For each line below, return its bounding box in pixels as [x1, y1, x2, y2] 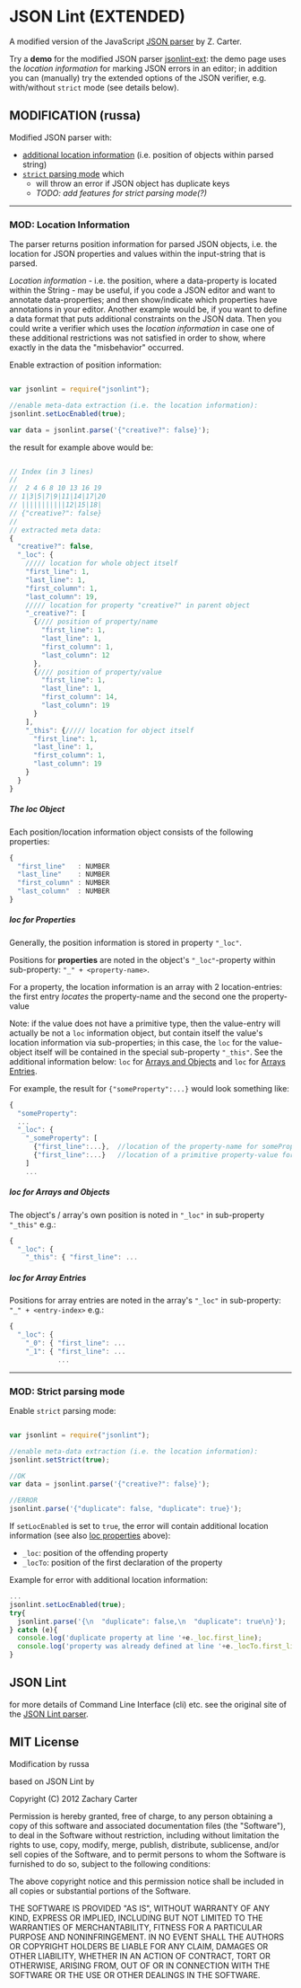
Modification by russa [9, 1758, 90, 1769]
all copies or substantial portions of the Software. [9, 1885, 191, 1896]
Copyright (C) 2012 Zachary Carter [9, 1793, 138, 1804]
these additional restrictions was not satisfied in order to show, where [9, 332, 266, 343]
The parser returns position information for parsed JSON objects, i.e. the [9, 239, 278, 250]
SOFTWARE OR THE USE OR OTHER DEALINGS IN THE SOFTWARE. [9, 1969, 261, 1980]
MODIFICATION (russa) [9, 108, 142, 123]
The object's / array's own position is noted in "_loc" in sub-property [9, 1209, 265, 1220]
